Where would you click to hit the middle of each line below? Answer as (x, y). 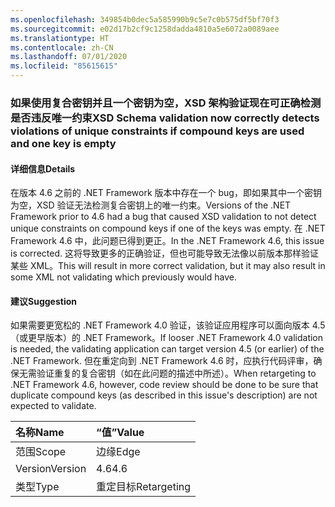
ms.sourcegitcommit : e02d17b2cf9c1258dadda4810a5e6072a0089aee (145, 29)
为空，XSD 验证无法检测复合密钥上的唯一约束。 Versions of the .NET (151, 205)
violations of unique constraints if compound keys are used (157, 131)
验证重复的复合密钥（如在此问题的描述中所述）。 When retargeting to (176, 373)
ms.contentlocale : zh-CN (62, 47)
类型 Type (37, 487)
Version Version (51, 469)
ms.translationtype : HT (60, 38)
